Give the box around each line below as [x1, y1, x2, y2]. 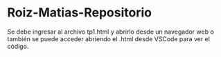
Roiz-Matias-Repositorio [7, 5, 152, 21]
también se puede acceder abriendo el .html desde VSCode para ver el [7, 34, 210, 43]
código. [7, 42, 29, 50]
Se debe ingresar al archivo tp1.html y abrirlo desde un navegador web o [7, 27, 215, 36]
